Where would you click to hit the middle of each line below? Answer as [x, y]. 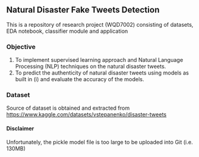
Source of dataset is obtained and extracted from [68, 108]
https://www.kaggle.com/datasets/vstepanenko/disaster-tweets [86, 115]
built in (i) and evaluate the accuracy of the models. [79, 79]
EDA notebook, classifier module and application [67, 31]
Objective [21, 47]
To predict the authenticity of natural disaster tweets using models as [102, 73]
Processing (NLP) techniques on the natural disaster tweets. [90, 67]
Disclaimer [20, 129]
